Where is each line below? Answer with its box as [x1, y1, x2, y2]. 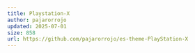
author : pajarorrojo [7, 17, 68, 23]
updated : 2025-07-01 [7, 23, 68, 30]
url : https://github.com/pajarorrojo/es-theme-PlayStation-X [7, 36, 189, 43]
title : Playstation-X [7, 10, 70, 17]
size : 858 [7, 29, 36, 36]
